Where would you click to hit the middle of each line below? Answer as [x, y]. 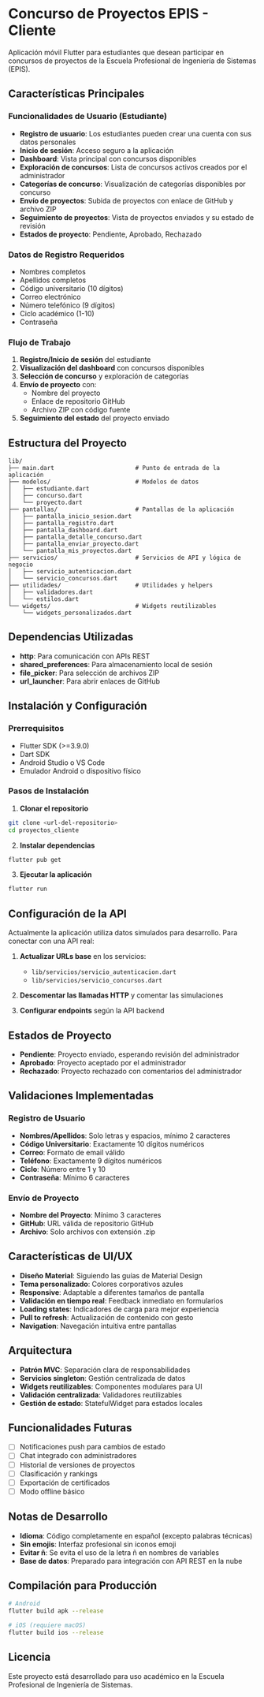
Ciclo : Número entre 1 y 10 [63, 1169]
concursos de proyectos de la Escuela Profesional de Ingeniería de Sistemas [132, 61]
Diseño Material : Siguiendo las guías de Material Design [111, 1275]
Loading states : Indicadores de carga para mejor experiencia [119, 1309]
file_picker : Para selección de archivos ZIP [89, 673]
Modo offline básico [52, 1491]
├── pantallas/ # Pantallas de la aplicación [121, 509]
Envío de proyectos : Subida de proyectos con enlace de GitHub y [126, 200]
